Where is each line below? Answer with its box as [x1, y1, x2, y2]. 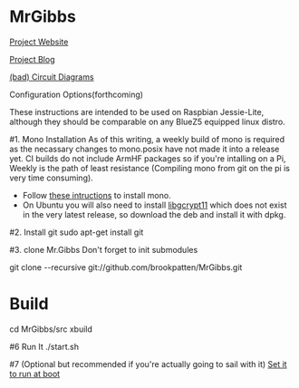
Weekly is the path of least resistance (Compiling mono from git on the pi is [9, 162, 290, 173]
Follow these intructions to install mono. [22, 189, 171, 200]
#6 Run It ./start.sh [9, 341, 80, 352]
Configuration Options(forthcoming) [9, 89, 143, 100]
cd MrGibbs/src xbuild [9, 324, 93, 335]
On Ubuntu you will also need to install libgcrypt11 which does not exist [22, 199, 287, 210]
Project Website [9, 36, 69, 47]
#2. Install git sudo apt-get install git [9, 227, 144, 238]
